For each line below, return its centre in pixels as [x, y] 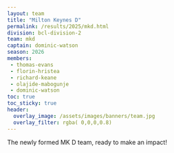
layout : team [26, 13]
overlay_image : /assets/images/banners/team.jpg [84, 116]
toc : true [21, 97]
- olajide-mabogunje [40, 84]
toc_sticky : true [32, 103]
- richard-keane [33, 78]
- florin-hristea [35, 71]
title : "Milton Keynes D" [44, 20]
